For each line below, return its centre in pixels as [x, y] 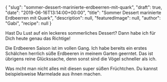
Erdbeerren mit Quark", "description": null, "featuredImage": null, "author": [83, 18]
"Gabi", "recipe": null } [28, 23]
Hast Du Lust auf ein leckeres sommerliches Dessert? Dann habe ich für [80, 33]
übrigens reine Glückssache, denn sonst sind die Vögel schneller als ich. [81, 59]
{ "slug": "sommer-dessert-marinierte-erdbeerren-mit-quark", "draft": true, [84, 7]
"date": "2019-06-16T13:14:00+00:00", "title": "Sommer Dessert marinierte [83, 13]
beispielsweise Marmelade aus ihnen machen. [54, 74]
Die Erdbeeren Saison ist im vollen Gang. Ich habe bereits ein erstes [76, 48]
